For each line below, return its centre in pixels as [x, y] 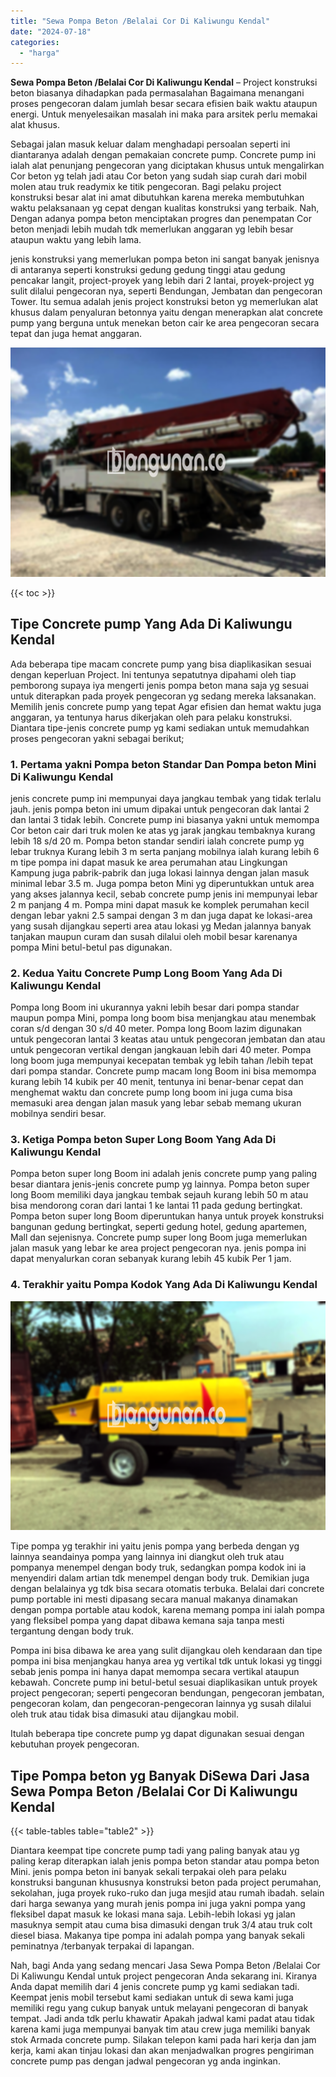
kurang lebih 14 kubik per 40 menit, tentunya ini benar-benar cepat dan [157, 1082]
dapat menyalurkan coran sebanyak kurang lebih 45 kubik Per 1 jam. [151, 1259]
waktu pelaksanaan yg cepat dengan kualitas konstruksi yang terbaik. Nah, [165, 208]
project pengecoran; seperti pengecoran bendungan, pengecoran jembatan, [167, 1693]
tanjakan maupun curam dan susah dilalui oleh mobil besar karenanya [154, 936]
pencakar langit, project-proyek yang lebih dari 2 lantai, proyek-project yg [162, 281]
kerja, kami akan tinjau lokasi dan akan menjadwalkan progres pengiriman [162, 2051]
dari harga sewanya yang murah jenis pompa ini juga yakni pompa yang [158, 1904]
